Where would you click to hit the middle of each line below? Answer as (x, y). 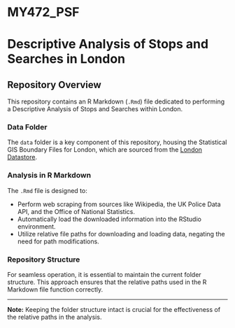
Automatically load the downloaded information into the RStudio (109, 219)
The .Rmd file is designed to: (47, 190)
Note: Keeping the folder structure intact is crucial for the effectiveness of (114, 310)
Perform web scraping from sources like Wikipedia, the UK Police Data (119, 204)
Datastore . (22, 157)
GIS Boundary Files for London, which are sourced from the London (105, 150)
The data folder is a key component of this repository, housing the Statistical (117, 142)
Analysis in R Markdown (49, 176)
